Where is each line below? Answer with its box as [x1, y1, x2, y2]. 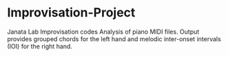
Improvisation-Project [7, 5, 136, 21]
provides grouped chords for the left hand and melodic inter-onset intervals [7, 34, 222, 43]
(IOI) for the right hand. [7, 42, 72, 50]
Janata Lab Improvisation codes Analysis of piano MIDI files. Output [7, 27, 200, 36]
